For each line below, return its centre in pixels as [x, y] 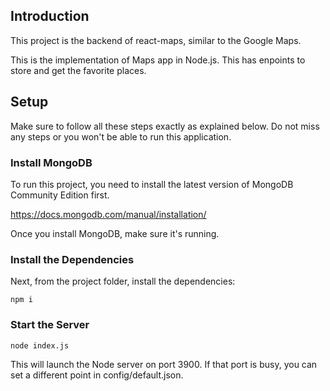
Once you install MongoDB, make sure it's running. [115, 233]
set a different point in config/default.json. [97, 375]
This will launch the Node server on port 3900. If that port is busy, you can [164, 364]
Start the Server [50, 325]
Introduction [50, 16]
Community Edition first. [60, 195]
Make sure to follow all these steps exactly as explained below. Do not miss [165, 126]
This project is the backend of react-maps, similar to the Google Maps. [156, 40]
